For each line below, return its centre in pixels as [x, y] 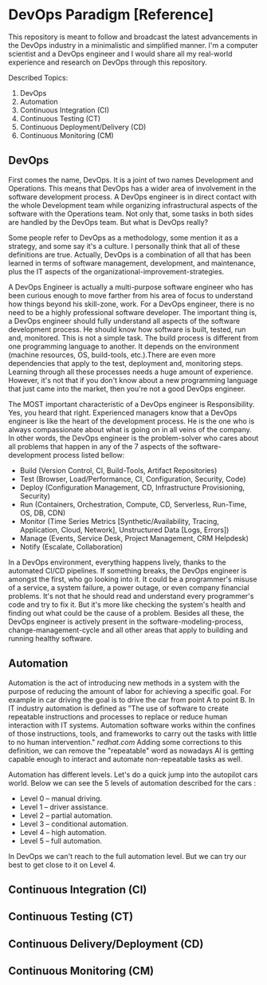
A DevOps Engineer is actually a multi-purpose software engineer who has [131, 287]
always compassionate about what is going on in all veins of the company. [130, 429]
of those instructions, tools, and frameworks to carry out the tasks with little [133, 733]
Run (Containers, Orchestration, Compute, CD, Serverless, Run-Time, [133, 504]
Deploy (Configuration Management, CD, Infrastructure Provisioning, [132, 487]
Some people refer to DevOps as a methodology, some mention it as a [124, 238]
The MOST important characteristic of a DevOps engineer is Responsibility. [132, 404]
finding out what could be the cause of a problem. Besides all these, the [126, 613]
